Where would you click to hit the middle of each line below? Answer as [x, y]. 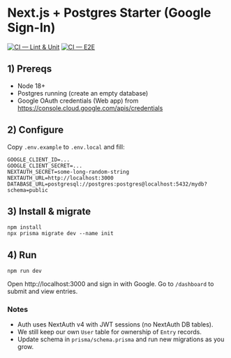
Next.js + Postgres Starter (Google [109, 13]
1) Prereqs [30, 69]
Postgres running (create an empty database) [83, 93]
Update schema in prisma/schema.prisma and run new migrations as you [121, 339]
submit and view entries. [43, 292]
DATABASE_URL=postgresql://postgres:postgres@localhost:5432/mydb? [107, 184]
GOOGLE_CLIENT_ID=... [39, 159]
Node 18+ [31, 86]
